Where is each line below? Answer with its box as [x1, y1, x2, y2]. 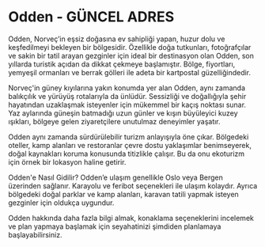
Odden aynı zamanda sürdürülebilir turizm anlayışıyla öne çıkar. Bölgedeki [8, 131, 249, 142]
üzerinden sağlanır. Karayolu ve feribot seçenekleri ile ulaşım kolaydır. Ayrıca [8, 180, 258, 190]
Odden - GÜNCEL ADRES [8, 8, 175, 26]
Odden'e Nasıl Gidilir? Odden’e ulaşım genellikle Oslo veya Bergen [8, 173, 224, 182]
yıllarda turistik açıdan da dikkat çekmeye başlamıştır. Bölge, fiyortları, [8, 59, 236, 69]
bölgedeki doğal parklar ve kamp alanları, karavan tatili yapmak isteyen [8, 189, 239, 199]
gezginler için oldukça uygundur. [8, 198, 115, 207]
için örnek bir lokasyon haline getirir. [8, 157, 127, 166]
